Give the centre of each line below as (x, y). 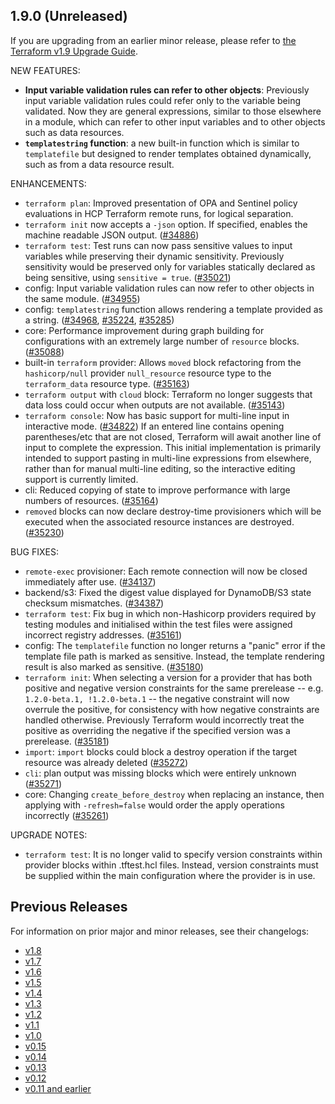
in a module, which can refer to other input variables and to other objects (175, 121)
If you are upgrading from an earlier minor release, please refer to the (153, 40)
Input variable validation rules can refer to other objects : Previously (167, 90)
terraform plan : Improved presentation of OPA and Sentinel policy (161, 203)
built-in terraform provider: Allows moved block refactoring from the (163, 362)
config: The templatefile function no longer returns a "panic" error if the (175, 645)
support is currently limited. (81, 479)
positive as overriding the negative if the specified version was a (157, 730)
